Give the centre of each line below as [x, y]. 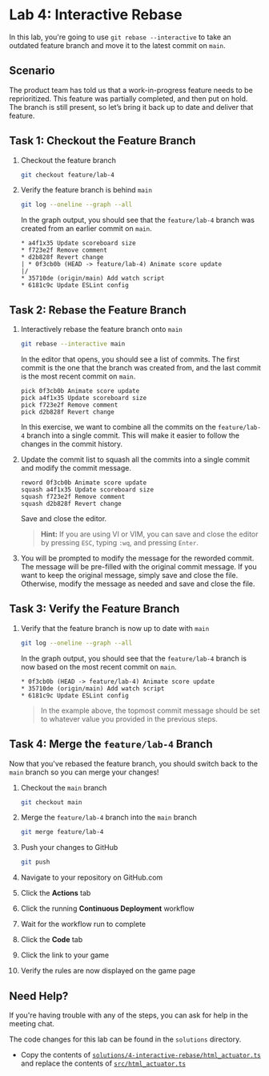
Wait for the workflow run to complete [83, 924]
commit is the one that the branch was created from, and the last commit [141, 368]
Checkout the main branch [64, 787]
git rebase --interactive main [73, 344]
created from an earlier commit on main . [86, 229]
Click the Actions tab [56, 893]
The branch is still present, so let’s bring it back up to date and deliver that [131, 107]
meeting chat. [32, 1023]
